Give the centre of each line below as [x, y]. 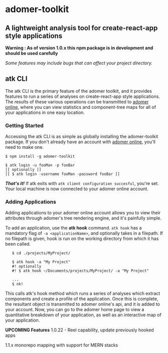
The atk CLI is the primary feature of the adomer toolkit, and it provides [78, 91]
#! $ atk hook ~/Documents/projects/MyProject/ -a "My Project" [80, 271]
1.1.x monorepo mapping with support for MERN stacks [62, 345]
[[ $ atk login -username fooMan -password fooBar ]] [63, 174]
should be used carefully [32, 53]
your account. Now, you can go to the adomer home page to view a [75, 310]
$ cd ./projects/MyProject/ [41, 253]
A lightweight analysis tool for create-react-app [81, 28]
